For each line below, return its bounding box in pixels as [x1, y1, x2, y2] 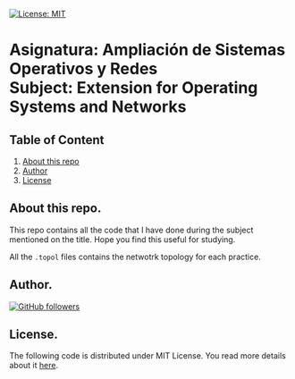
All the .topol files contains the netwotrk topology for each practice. [9, 251, 261, 262]
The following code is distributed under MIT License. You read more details [9, 350, 286, 361]
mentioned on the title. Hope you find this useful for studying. [9, 233, 236, 245]
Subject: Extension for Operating [9, 78, 258, 98]
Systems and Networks [9, 97, 187, 117]
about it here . [9, 360, 59, 371]
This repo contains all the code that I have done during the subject [9, 224, 254, 235]
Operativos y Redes [9, 59, 158, 80]
